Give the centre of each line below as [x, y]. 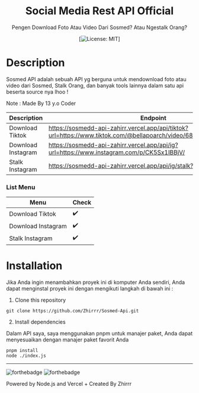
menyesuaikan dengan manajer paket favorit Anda [68, 340]
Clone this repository [40, 300]
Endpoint [153, 118]
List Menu [21, 187]
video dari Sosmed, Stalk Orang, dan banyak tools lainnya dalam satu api [95, 85]
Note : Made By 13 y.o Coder [41, 103]
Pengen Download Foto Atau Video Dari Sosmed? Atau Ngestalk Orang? [99, 27]
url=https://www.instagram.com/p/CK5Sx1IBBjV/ [117, 152]
